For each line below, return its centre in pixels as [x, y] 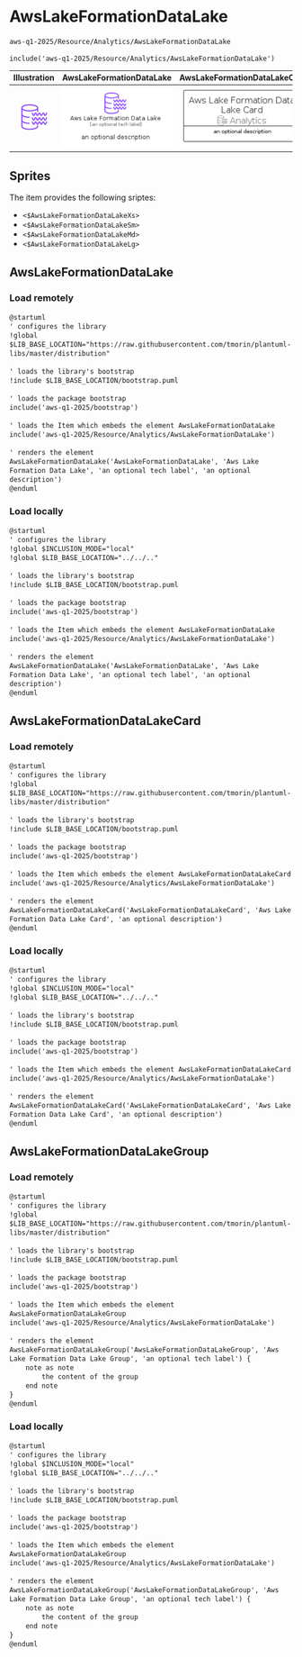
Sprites [30, 176]
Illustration [34, 77]
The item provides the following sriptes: [83, 198]
